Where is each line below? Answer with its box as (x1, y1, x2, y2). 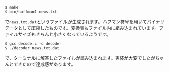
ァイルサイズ (5, 31, 31, 37)
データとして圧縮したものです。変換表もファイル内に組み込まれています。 (5, 25, 159, 31)
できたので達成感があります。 (13, 61, 76, 67)
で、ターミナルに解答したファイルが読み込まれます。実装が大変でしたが (5, 55, 156, 61)
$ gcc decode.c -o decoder (5, 41, 62, 46)
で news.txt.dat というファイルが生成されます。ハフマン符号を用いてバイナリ (5, 19, 165, 25)
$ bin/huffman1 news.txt (5, 9, 57, 14)
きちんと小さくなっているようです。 (36, 31, 111, 37)
